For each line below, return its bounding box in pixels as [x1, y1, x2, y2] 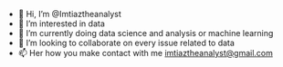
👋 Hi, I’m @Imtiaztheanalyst [17, 9, 121, 19]
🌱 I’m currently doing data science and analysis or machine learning [17, 28, 274, 38]
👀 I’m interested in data [17, 18, 105, 29]
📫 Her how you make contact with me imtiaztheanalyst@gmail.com [17, 48, 274, 58]
